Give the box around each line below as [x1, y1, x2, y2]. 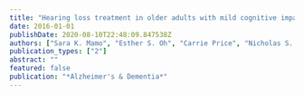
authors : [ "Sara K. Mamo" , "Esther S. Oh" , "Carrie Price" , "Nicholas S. [9, 38, 294, 48]
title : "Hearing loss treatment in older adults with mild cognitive [9, 13, 278, 23]
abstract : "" [9, 55, 59, 64]
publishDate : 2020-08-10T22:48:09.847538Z [9, 30, 172, 39]
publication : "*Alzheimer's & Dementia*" [9, 72, 168, 81]
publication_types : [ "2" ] [9, 47, 107, 56]
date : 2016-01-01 [9, 22, 75, 31]
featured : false [9, 64, 71, 73]
